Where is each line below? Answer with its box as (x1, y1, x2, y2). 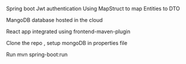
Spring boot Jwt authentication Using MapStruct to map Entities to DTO (6, 5, 180, 12)
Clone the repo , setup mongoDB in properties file (6, 40, 127, 46)
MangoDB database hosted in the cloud (6, 17, 103, 23)
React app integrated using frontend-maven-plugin (6, 28, 131, 35)
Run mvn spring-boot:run (6, 51, 68, 58)
